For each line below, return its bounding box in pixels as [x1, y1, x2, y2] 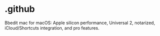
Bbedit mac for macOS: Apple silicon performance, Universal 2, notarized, [4, 20, 155, 26]
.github [4, 3, 35, 15]
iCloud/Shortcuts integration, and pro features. [4, 25, 100, 31]
